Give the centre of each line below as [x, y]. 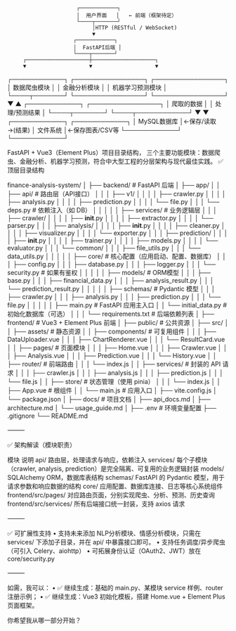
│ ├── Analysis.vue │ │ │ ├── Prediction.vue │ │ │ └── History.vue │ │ [112, 356]
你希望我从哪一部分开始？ [44, 620]
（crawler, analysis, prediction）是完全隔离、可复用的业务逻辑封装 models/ [116, 469]
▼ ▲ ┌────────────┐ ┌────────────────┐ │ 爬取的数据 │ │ [111, 104]
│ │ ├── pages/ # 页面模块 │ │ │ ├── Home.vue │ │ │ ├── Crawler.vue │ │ [117, 348]
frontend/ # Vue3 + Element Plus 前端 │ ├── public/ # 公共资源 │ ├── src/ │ [118, 323]
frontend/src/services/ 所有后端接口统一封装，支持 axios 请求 [96, 504]
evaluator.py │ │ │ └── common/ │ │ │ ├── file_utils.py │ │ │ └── [104, 248]
